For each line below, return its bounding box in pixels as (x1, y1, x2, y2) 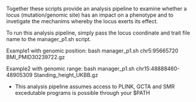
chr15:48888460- (135, 65, 180, 72)
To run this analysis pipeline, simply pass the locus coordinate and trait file (6, 29, 191, 36)
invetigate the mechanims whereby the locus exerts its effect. (6, 18, 158, 24)
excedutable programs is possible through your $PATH (14, 89, 150, 96)
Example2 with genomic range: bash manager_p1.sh (6, 65, 135, 72)
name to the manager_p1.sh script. (6, 36, 92, 42)
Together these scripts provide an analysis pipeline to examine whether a (6, 5, 187, 12)
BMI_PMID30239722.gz (6, 54, 65, 60)
